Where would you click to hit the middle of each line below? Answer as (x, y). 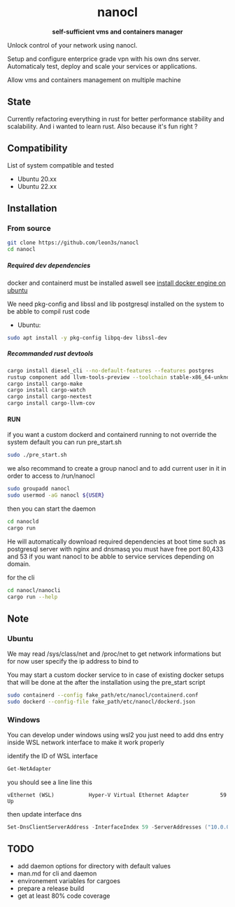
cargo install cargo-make (45, 384)
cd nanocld (23, 521)
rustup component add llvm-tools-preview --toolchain (87, 377)
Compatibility (37, 148)
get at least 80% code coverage (64, 896)
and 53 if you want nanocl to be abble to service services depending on (111, 556)
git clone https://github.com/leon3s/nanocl (73, 243)
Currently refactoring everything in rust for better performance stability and (116, 119)
